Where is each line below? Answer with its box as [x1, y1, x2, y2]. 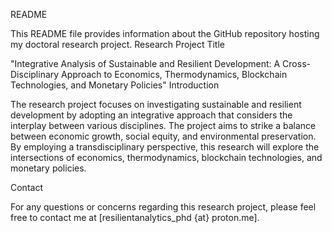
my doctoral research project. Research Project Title [10, 39, 226, 50]
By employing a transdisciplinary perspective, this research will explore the [10, 141, 320, 153]
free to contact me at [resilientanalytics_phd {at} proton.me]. [10, 212, 260, 223]
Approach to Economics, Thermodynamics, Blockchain [61, 69, 288, 80]
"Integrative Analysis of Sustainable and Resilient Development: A [10, 58, 281, 69]
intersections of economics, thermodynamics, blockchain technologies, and [10, 152, 323, 163]
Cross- [282, 58, 311, 69]
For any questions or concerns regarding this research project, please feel [10, 201, 317, 213]
